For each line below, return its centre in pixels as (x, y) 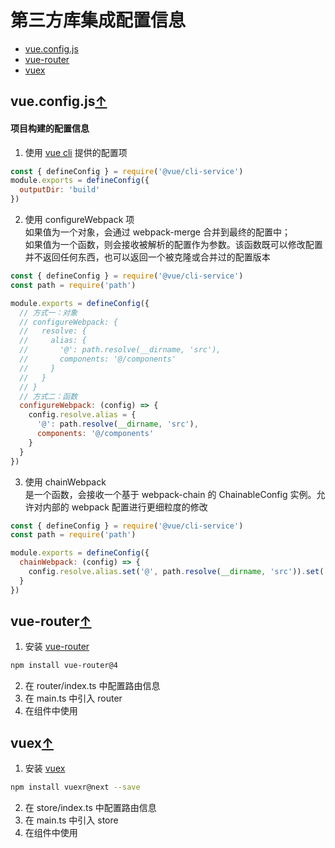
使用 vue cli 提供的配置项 (76, 152)
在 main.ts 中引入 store (71, 820)
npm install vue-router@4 (64, 666)
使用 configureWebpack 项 (79, 220)
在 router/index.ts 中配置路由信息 (92, 686)
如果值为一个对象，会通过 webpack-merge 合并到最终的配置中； (157, 232)
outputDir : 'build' (60, 190)
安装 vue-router (57, 647)
